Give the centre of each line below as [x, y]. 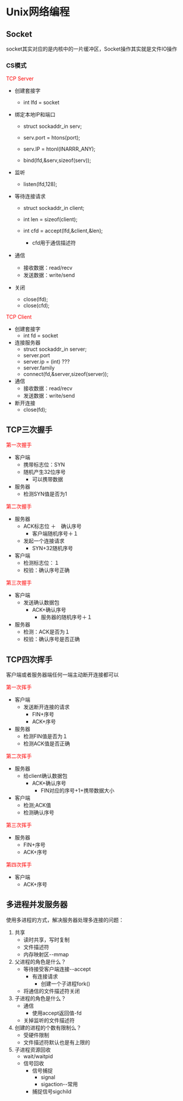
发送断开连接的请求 [46, 707]
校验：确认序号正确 [46, 570]
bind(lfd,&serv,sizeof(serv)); [57, 160]
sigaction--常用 [59, 1084]
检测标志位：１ [41, 563]
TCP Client [19, 317]
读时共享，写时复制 [46, 940]
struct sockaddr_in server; [55, 349]
